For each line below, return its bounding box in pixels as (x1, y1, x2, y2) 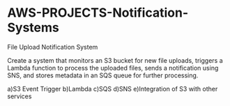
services (7, 92, 32, 100)
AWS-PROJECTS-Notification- (7, 5, 189, 21)
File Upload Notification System (7, 43, 98, 51)
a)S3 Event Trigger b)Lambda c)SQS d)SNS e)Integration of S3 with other (7, 84, 218, 93)
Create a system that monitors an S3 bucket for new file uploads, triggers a (7, 56, 223, 64)
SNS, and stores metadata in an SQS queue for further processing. (7, 71, 199, 79)
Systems (7, 20, 59, 36)
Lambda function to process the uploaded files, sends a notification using (7, 63, 219, 72)
